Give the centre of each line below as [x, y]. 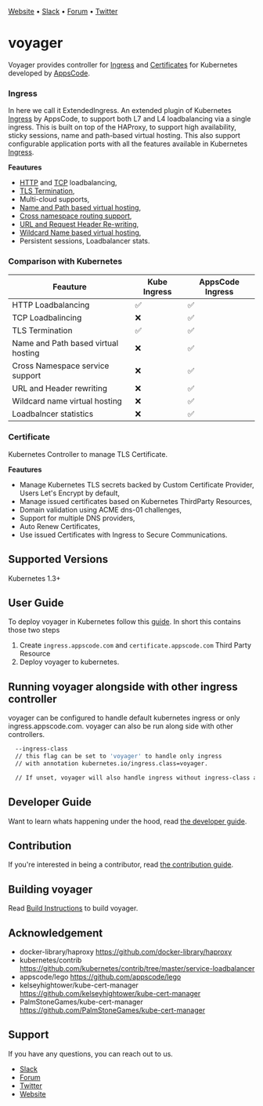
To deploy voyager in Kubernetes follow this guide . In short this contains [124, 622]
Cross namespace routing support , [76, 216]
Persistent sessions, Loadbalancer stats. [85, 241]
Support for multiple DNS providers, [77, 518]
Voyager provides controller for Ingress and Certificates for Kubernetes [123, 64]
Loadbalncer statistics [53, 414]
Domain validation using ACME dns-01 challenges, [101, 509]
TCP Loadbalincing [47, 317]
